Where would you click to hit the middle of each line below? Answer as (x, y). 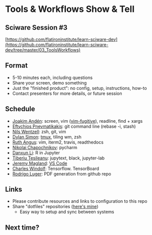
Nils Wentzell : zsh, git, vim (39, 131)
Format (17, 66)
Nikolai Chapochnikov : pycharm (45, 147)
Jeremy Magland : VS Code (40, 163)
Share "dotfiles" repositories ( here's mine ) (55, 207)
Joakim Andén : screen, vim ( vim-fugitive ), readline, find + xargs (77, 121)
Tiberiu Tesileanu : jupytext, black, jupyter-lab (58, 158)
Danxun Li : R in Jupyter (36, 153)
